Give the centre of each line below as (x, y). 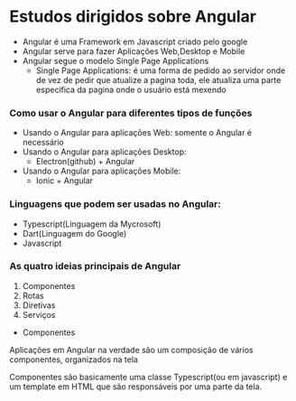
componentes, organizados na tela (74, 359)
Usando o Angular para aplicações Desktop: (104, 152)
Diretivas (39, 305)
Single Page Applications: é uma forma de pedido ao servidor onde (161, 70)
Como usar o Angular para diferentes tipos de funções (131, 113)
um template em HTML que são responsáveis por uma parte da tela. (136, 387)
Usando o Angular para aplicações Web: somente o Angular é (137, 133)
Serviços (39, 314)
